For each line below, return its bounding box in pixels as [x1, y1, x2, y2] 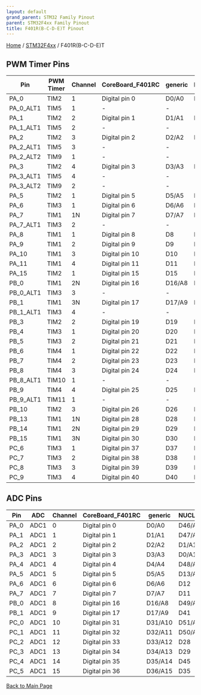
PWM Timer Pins [6, 59, 70, 69]
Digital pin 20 [101, 327, 139, 336]
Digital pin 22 [101, 347, 139, 356]
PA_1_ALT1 [9, 124, 41, 132]
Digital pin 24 [101, 366, 139, 375]
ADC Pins [6, 494, 42, 504]
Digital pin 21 [101, 337, 139, 345]
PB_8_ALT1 [9, 376, 41, 384]
